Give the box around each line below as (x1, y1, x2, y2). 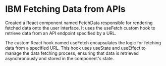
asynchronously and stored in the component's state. (5, 55, 114, 61)
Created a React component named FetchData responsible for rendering (5, 20, 153, 26)
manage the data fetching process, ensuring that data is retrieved (5, 50, 139, 56)
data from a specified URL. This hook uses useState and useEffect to (5, 45, 146, 51)
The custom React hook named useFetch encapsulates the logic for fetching (5, 39, 161, 45)
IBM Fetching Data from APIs (5, 3, 126, 15)
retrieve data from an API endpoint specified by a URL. (5, 30, 116, 36)
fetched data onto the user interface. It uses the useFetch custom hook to (5, 25, 156, 31)
